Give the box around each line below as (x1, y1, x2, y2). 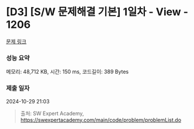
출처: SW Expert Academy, (20, 110, 84, 117)
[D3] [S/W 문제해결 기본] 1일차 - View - (6, 5, 189, 19)
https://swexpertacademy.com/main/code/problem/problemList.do (20, 116, 182, 123)
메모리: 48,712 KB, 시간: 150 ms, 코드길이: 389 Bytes (6, 68, 129, 76)
